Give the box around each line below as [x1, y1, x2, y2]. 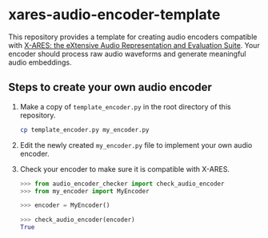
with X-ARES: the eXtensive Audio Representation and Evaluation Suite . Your [8, 40, 260, 50]
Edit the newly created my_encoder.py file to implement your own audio [19, 140, 253, 149]
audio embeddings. [8, 58, 72, 67]
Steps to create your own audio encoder [8, 81, 212, 94]
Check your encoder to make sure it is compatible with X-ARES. [19, 164, 230, 173]
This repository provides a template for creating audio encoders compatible [8, 32, 258, 42]
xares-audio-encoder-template [8, 6, 221, 24]
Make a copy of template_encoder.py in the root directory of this [19, 101, 231, 111]
